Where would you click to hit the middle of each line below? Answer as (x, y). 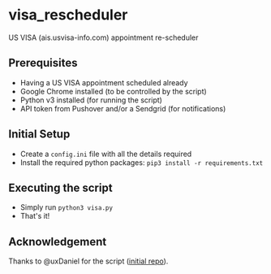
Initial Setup (39, 135)
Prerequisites (43, 63)
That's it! (35, 216)
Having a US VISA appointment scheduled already (104, 82)
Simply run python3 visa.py (67, 207)
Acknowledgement (58, 241)
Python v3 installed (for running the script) (91, 100)
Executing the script (60, 187)
